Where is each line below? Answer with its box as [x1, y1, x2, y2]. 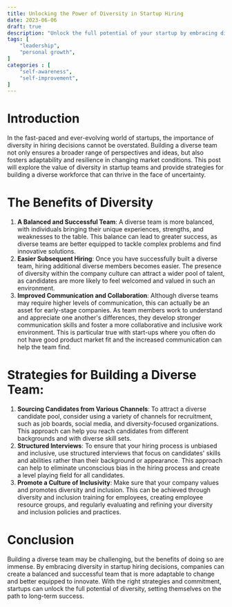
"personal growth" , [19, 49, 76, 56]
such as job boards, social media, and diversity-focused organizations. [17, 420, 219, 428]
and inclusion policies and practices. [17, 508, 122, 516]
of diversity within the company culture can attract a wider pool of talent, [17, 270, 225, 278]
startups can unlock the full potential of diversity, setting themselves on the [7, 585, 222, 592]
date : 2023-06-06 [7, 17, 57, 24]
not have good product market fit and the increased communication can [17, 335, 222, 344]
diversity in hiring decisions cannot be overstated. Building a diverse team [7, 141, 217, 150]
